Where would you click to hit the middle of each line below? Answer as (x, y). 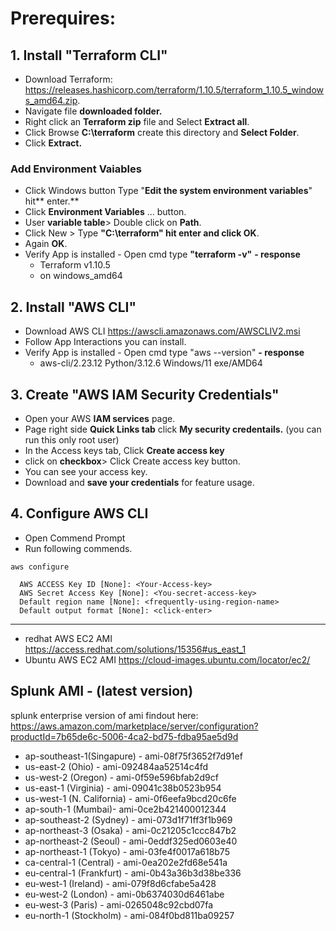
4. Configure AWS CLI (79, 513)
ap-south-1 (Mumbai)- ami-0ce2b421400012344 (125, 809)
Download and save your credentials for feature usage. (139, 482)
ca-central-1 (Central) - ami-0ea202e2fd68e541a (126, 862)
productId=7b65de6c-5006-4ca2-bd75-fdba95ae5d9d (124, 736)
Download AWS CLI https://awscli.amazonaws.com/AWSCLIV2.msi (162, 331)
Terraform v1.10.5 (75, 265)
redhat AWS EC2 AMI (68, 638)
